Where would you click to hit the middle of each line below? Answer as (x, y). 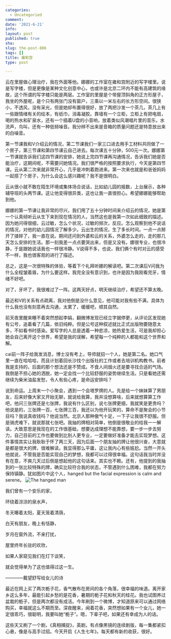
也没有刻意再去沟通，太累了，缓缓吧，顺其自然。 (70, 307)
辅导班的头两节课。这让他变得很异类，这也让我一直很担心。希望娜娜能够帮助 (85, 193)
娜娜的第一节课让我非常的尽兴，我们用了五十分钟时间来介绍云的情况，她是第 (85, 211)
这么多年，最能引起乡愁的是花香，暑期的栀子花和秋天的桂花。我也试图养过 (88, 595)
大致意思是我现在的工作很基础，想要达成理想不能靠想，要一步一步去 (85, 429)
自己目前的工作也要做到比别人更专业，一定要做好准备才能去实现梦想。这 (90, 436)
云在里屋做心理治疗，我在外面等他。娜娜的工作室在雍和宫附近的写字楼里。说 (85, 82)
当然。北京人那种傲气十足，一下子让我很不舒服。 (110, 416)
